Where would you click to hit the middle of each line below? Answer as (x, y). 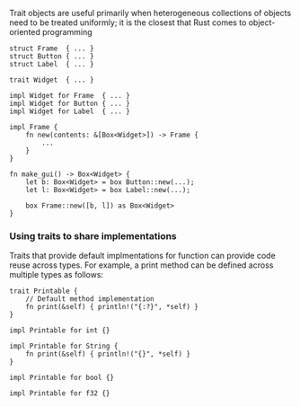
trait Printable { (44, 291)
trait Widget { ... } (52, 80)
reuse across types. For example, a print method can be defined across (141, 265)
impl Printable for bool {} (62, 378)
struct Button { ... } (52, 57)
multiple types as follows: (57, 275)
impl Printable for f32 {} (60, 394)
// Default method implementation (90, 299)
